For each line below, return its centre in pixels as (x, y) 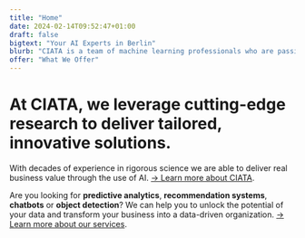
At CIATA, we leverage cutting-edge (148, 105)
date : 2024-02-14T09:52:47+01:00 (73, 26)
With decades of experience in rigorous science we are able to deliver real (148, 167)
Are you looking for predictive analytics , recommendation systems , (138, 195)
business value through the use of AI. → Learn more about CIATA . (132, 177)
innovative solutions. (90, 143)
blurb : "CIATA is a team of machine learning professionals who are (142, 52)
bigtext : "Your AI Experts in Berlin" (83, 43)
